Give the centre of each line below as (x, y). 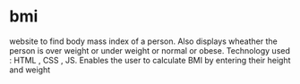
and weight (30, 70)
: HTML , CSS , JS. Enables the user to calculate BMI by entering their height (150, 60)
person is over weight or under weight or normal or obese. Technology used (150, 50)
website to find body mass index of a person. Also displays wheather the (143, 41)
